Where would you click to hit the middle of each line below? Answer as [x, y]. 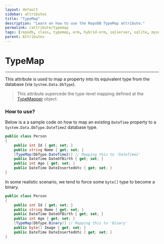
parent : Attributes [25, 37]
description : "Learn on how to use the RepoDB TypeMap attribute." [75, 23]
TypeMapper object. [37, 99]
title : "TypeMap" [23, 19]
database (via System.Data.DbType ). [41, 84]
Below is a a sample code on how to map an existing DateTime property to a [81, 122]
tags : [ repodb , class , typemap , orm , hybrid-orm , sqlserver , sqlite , [77, 32]
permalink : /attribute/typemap [37, 28]
